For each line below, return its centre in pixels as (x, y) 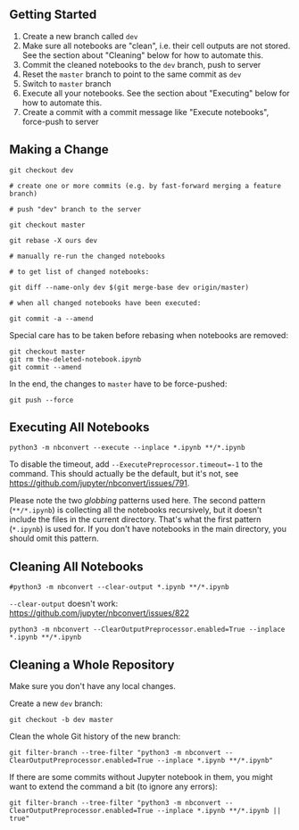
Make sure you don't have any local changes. (92, 686)
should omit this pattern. (54, 538)
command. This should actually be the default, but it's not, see (124, 474)
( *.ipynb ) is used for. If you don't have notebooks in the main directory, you (148, 529)
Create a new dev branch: (56, 703)
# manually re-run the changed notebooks (87, 256)
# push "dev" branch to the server (75, 209)
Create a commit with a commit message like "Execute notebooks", (145, 112)
